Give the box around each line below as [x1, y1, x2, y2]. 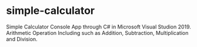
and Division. [6, 35, 38, 42]
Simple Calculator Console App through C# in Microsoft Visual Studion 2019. [6, 23, 191, 30]
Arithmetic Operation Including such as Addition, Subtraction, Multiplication [6, 29, 189, 36]
